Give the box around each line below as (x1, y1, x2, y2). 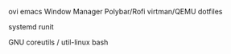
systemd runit (8, 22, 54, 31)
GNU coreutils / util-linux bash (8, 37, 109, 47)
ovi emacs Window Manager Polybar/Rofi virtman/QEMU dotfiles (8, 7, 223, 16)
